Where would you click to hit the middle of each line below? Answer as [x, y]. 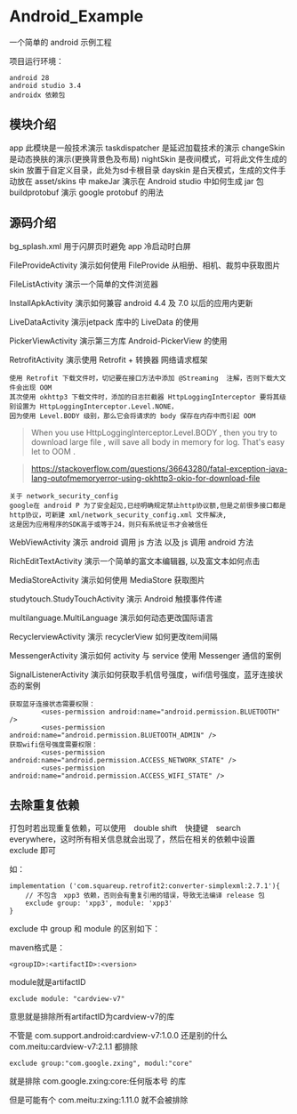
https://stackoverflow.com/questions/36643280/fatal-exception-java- [159, 468]
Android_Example [76, 16]
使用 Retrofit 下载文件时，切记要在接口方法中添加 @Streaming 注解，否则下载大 [144, 378]
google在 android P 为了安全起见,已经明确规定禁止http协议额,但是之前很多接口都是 [148, 505]
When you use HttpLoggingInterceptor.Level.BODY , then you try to [154, 432]
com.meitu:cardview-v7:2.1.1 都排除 [73, 1046]
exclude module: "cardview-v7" [67, 999]
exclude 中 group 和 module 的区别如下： [85, 929]
